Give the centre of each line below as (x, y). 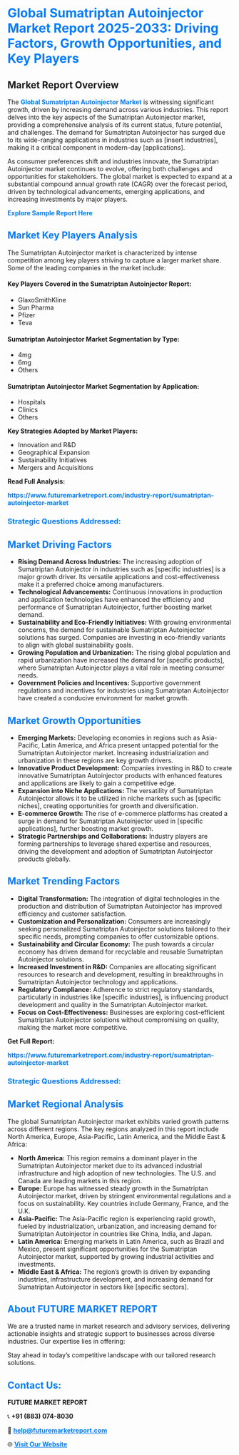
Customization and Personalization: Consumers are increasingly (114, 921)
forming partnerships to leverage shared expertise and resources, (115, 844)
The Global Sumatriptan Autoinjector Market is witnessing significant (111, 102)
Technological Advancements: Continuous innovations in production (120, 592)
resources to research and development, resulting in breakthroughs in (120, 974)
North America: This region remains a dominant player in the (107, 1158)
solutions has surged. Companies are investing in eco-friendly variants (122, 638)
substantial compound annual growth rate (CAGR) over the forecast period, (118, 184)
